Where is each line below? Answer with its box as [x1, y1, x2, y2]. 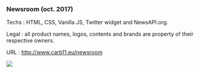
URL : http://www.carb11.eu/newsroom [6, 49, 102, 56]
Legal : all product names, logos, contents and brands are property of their [6, 30, 194, 38]
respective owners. [6, 37, 55, 44]
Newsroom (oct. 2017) [6, 5, 73, 13]
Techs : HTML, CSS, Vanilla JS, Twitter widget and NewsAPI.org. [6, 19, 169, 26]
